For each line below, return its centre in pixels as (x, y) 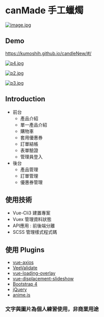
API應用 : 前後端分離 (34, 226)
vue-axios (23, 262)
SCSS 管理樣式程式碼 (35, 232)
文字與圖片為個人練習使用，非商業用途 (52, 309)
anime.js (21, 295)
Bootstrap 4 (25, 284)
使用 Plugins (25, 250)
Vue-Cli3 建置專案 (31, 213)
